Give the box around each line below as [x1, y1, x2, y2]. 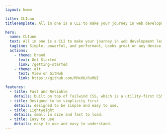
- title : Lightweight [9, 107, 55, 113]
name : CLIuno [9, 34, 37, 40]
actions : [9, 48, 28, 53]
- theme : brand [14, 52, 46, 57]
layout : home [5, 7, 32, 12]
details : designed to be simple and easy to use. [14, 103, 119, 108]
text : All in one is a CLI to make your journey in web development [9, 39, 155, 44]
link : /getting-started [18, 62, 68, 67]
